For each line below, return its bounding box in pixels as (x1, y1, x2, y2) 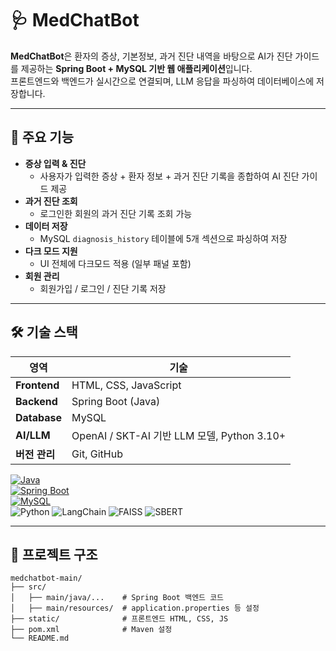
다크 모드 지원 (24, 245, 78, 257)
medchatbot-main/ (10, 573, 83, 584)
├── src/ (10, 582, 47, 592)
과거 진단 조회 (24, 195, 78, 207)
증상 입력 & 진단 (24, 157, 87, 169)
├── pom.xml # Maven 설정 (10, 625, 173, 635)
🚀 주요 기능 (10, 129, 75, 146)
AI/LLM (15, 428, 51, 442)
